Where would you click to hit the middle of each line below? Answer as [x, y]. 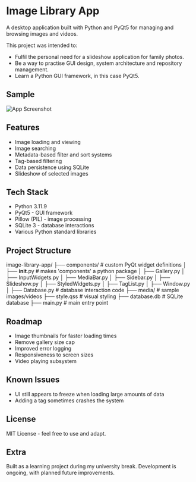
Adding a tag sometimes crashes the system [69, 400]
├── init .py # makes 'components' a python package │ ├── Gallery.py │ [96, 271]
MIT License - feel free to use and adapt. [56, 433]
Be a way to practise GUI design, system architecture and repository [98, 63]
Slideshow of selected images [51, 173]
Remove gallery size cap [45, 342]
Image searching [35, 148]
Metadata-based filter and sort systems [63, 154]
